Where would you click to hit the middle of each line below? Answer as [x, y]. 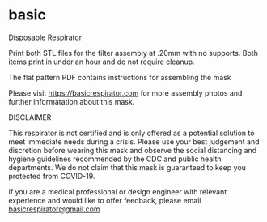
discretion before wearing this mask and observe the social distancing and [133, 150]
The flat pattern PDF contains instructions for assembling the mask [120, 77]
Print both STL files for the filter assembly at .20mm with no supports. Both [133, 53]
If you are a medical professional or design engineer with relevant [118, 191]
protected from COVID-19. [52, 176]
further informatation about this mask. [72, 101]
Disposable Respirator [45, 37]
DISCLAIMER [30, 117]
